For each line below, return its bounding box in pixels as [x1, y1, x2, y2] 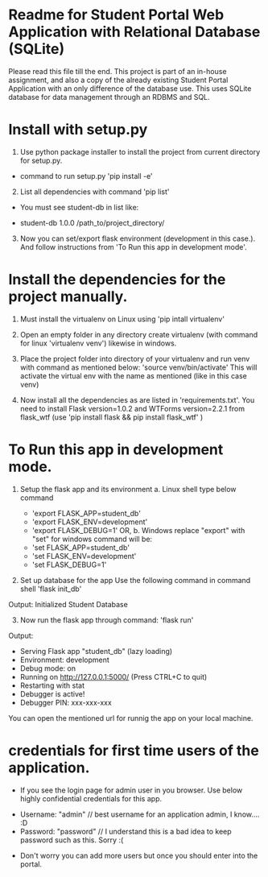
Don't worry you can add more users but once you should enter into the [19, 850, 258, 860]
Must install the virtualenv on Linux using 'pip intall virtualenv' [19, 314, 225, 324]
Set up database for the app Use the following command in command [19, 575, 251, 585]
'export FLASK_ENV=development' [31, 517, 148, 527]
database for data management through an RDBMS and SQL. [8, 92, 211, 101]
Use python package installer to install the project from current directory [19, 147, 261, 156]
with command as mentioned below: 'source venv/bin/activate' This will [19, 362, 258, 372]
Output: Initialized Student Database [8, 599, 129, 609]
